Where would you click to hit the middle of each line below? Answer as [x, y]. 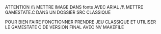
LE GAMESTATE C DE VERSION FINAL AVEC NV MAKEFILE [65, 27]
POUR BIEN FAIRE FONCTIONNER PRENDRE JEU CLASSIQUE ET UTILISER [80, 22]
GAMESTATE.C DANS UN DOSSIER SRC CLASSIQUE [58, 12]
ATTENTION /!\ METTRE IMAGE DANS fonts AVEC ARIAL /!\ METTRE [74, 7]
